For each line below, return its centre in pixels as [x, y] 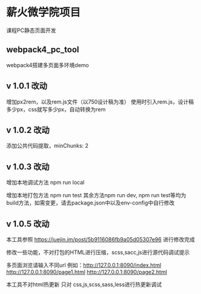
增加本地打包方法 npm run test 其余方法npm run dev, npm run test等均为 [96, 195]
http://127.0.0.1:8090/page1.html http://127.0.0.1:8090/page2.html [87, 272]
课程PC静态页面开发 [31, 30]
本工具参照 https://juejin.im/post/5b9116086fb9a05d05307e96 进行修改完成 [100, 239]
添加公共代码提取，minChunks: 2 [48, 146]
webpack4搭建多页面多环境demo [48, 65]
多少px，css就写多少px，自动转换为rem [56, 109]
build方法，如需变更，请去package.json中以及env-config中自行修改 [91, 203]
